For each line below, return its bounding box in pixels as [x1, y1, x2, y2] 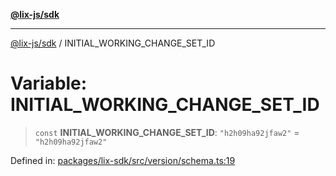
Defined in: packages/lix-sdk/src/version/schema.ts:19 [10, 154, 236, 166]
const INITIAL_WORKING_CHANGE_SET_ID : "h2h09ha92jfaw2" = [34, 126, 300, 138]
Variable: [10, 72, 88, 95]
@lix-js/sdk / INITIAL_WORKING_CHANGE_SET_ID [10, 37, 216, 49]
